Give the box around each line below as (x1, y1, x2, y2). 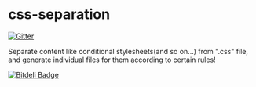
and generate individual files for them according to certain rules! (8, 55, 216, 64)
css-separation (8, 5, 111, 24)
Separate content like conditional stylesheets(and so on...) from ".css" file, (8, 46, 249, 56)
